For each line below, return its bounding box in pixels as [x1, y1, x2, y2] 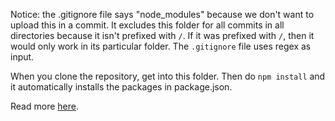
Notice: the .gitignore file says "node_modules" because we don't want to [10, 9, 315, 20]
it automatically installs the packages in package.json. [10, 81, 233, 93]
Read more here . [10, 100, 79, 112]
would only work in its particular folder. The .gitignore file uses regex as [10, 40, 312, 52]
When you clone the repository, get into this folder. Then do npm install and [10, 70, 326, 82]
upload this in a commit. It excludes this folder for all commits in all [10, 19, 285, 31]
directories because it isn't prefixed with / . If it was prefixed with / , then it [10, 30, 315, 41]
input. [10, 51, 35, 63]
